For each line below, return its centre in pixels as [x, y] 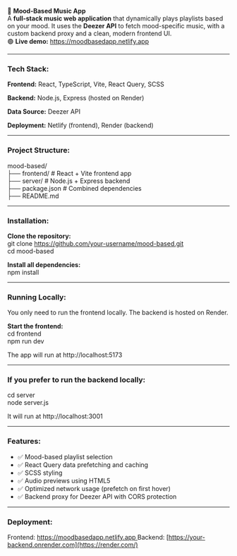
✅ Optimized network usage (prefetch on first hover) [94, 488]
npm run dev [26, 341]
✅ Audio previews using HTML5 [64, 480]
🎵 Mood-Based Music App [47, 11]
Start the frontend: [35, 326]
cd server [21, 395]
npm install [23, 272]
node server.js [28, 403]
